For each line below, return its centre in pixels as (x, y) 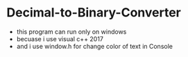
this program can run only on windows (71, 32)
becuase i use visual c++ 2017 (60, 38)
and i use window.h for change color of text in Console (94, 46)
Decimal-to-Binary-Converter (94, 13)
